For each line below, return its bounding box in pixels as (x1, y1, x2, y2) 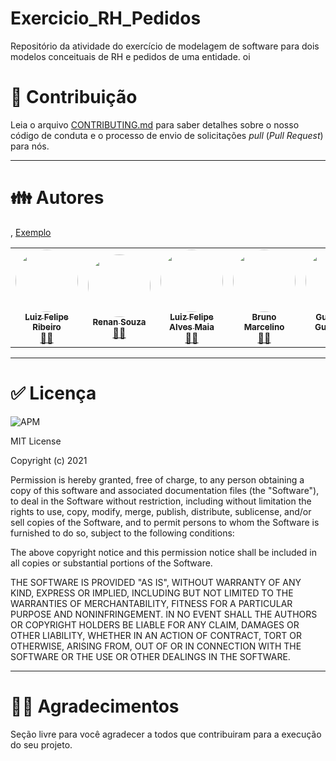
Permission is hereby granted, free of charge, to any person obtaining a (10, 473, 305, 486)
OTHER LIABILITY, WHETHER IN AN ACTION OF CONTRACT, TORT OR (10, 629, 302, 641)
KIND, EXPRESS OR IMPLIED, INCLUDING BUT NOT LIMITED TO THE (10, 587, 294, 599)
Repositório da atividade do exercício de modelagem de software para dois (10, 40, 320, 52)
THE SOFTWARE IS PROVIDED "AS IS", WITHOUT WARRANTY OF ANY (10, 576, 302, 588)
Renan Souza (92, 316, 147, 327)
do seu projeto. (10, 738, 73, 751)
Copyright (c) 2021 (10, 454, 88, 466)
